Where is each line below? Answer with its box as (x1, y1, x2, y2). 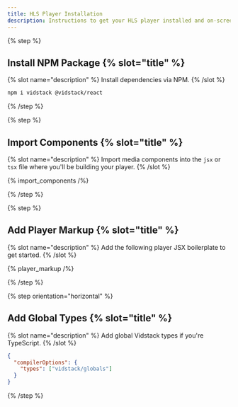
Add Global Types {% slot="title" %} (7, 312, 172, 324)
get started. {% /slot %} (7, 251, 76, 259)
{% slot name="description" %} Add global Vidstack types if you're (7, 331, 204, 340)
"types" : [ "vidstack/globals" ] (20, 365, 113, 372)
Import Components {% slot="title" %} (7, 136, 183, 149)
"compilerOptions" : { (13, 359, 78, 366)
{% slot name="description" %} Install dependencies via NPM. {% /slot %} (7, 76, 225, 84)
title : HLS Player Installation (7, 10, 103, 18)
